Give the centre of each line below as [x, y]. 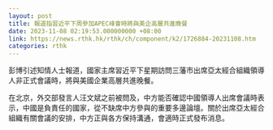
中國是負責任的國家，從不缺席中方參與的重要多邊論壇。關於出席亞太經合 [143, 108]
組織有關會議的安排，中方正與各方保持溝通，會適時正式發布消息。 [119, 118]
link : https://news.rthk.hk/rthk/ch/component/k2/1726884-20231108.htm [132, 39]
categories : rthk [38, 46]
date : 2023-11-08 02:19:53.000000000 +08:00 [85, 31]
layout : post [30, 16]
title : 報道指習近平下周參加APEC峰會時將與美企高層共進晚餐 [98, 24]
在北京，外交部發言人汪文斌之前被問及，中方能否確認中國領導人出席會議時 [133, 97]
